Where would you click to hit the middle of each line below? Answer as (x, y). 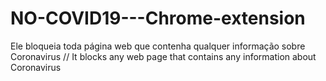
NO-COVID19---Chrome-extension (158, 18)
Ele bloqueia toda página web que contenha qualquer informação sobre (158, 46)
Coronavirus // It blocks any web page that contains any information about (163, 56)
